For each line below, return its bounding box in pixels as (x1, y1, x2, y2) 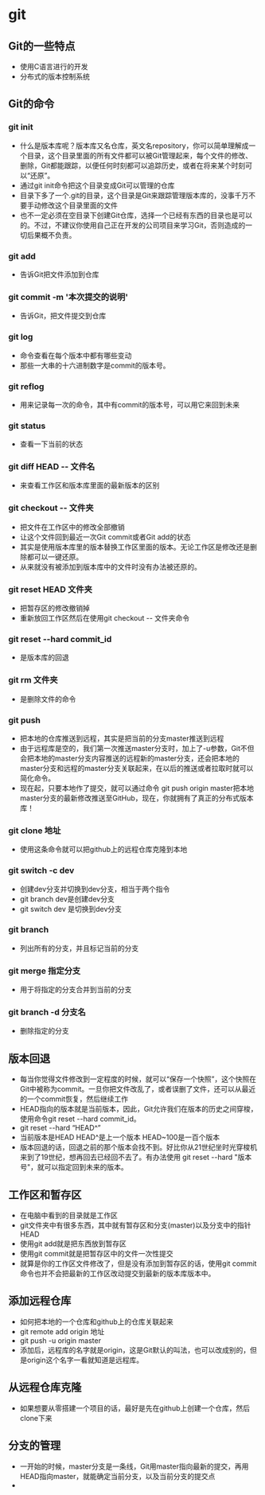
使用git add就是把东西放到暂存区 (19, 1239, 127, 1248)
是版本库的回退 (19, 652, 69, 662)
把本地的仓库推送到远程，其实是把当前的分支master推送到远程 (19, 734, 224, 743)
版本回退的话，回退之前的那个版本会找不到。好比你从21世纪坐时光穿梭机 (19, 1143, 258, 1152)
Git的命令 (8, 97, 55, 111)
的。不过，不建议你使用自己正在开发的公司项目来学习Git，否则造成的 (19, 220, 246, 230)
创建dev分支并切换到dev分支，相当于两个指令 (19, 884, 170, 893)
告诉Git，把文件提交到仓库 (19, 311, 107, 321)
